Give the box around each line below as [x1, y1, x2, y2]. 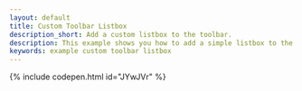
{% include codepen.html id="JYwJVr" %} [9, 71, 166, 82]
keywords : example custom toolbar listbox [9, 47, 172, 56]
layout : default [9, 13, 71, 23]
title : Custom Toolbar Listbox [9, 22, 127, 31]
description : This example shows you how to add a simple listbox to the [9, 38, 294, 48]
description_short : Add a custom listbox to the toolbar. [9, 30, 232, 39]
